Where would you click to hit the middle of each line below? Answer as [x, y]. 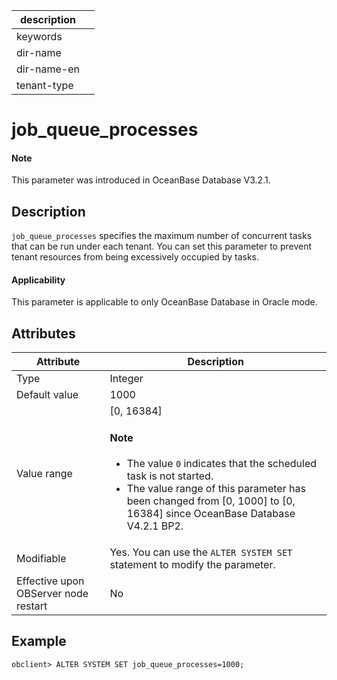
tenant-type [45, 85]
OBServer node [52, 593]
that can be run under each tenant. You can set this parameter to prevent [162, 246]
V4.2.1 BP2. [155, 526]
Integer [126, 379]
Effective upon [50, 581]
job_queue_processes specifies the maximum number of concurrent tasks [162, 236]
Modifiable [41, 558]
